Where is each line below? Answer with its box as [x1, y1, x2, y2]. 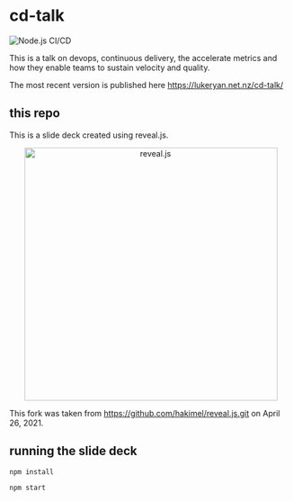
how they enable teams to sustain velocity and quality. [9, 62, 210, 73]
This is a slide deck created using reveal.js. [9, 130, 169, 140]
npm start [9, 483, 47, 492]
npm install [9, 467, 54, 477]
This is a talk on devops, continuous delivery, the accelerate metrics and [9, 52, 278, 63]
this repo [9, 105, 60, 121]
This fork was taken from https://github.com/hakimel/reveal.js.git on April [9, 407, 280, 418]
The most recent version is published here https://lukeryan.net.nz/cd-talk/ [9, 79, 284, 90]
